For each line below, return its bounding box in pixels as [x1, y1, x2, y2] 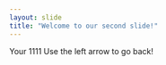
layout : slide [9, 12, 63, 22]
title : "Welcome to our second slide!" [9, 21, 159, 30]
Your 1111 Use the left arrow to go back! [9, 45, 154, 56]
